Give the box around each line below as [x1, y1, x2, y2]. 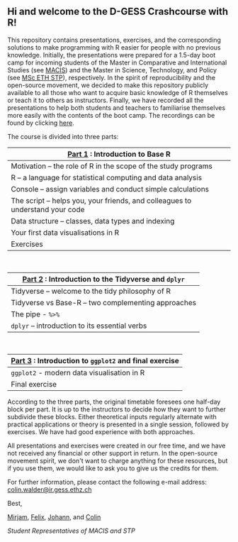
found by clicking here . [7, 118, 74, 127]
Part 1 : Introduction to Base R [67, 149, 171, 159]
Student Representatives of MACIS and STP [7, 526, 136, 535]
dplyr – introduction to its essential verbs [11, 321, 147, 331]
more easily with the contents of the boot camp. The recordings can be [7, 111, 215, 119]
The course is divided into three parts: [7, 132, 119, 140]
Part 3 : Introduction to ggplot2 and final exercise [11, 355, 179, 365]
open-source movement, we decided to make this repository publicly [7, 81, 209, 89]
